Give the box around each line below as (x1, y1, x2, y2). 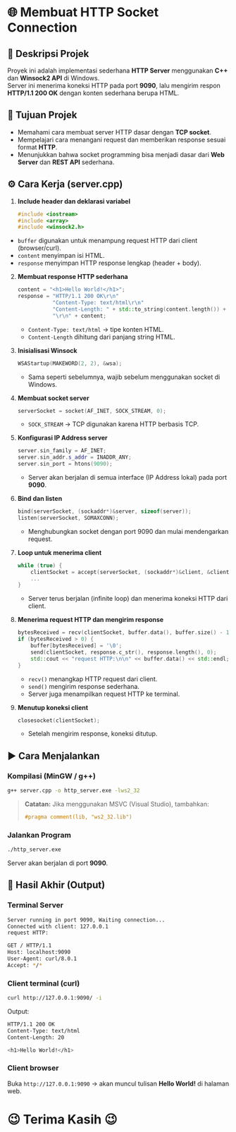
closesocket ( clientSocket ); (17, 716, 100, 724)
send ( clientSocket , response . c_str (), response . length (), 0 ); (30, 649, 217, 656)
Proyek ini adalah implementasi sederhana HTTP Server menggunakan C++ (7, 66, 228, 75)
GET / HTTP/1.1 (7, 942, 52, 950)
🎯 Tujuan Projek (7, 109, 77, 121)
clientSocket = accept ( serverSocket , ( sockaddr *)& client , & (30, 568, 211, 576)
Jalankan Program (7, 830, 72, 840)
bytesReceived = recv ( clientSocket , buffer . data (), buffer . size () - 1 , (17, 629, 232, 636)
